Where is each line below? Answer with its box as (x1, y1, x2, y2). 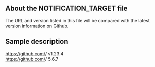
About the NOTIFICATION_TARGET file (5, 4, 128, 13)
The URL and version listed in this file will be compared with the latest (5, 17, 150, 23)
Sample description (5, 37, 68, 46)
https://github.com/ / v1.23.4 (5, 50, 64, 57)
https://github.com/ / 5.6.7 (5, 56, 59, 62)
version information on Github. (5, 23, 69, 29)
